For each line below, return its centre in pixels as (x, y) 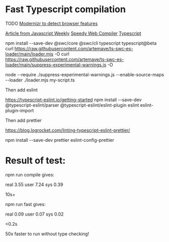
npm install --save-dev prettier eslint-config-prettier (60, 140)
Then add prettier (24, 120)
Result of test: (36, 161)
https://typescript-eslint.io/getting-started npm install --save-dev (74, 100)
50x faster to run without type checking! (47, 234)
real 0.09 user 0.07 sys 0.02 (35, 214)
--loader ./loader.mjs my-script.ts (40, 80)
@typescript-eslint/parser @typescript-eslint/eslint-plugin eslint (72, 105)
